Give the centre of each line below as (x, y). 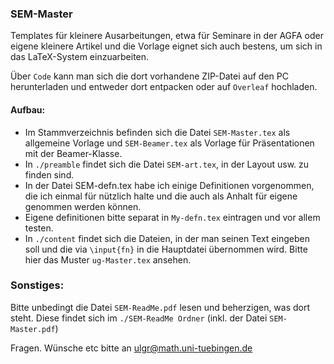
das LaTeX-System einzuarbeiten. (80, 57)
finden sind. (49, 174)
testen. (39, 228)
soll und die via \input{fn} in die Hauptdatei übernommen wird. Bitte (166, 249)
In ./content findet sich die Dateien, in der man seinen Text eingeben (167, 238)
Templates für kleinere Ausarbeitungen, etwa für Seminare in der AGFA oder (167, 36)
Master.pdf (33, 329)
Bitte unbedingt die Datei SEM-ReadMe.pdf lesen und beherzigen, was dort (160, 307)
